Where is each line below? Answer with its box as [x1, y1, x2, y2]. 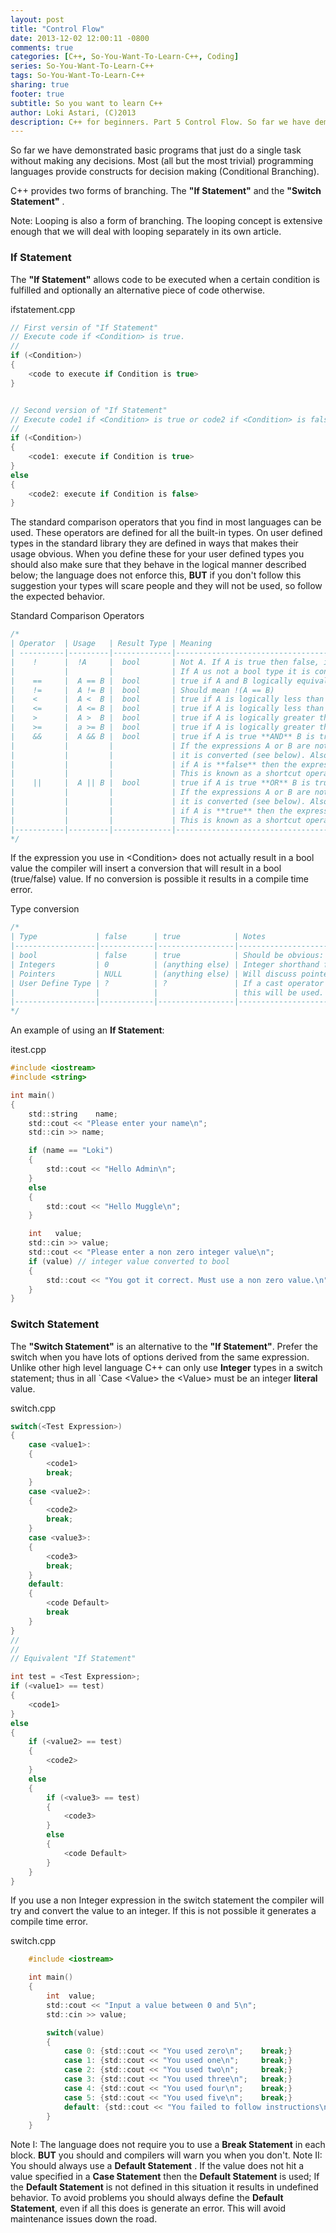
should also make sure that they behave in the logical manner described [10, 559, 307, 571]
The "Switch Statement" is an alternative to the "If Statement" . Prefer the [10, 1340, 318, 1352]
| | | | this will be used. [10, 987, 325, 998]
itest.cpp [10, 1044, 47, 1056]
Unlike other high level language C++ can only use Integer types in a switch [10, 1361, 323, 1373]
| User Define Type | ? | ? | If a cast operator [10, 978, 325, 988]
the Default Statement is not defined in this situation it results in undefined [10, 2181, 319, 2193]
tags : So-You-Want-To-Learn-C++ [10, 71, 145, 81]
